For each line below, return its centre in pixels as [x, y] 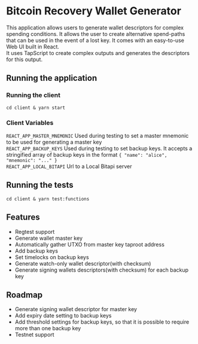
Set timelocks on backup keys [52, 257]
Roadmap [25, 295]
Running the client [33, 95]
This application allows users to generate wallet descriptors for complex [95, 28]
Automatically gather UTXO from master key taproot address [89, 244]
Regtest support [35, 232]
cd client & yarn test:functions [48, 199]
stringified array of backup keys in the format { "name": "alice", [87, 154]
